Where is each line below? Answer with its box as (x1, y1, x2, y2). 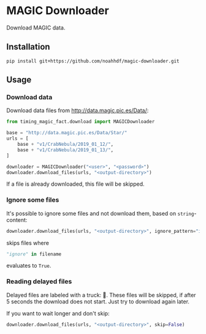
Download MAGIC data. (6, 24, 66, 31)
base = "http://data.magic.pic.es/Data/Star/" (6, 130, 128, 136)
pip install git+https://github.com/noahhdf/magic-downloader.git (6, 58, 180, 64)
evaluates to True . (6, 262, 51, 270)
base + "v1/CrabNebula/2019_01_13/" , (17, 146, 114, 153)
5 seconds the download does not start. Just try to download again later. (6, 298, 190, 305)
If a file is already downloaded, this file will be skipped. (6, 180, 145, 188)
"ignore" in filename (6, 251, 62, 257)
